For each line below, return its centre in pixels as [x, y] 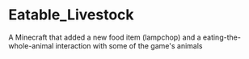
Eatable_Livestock [72, 15]
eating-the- [222, 37]
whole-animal [31, 45]
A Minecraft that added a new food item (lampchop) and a [105, 37]
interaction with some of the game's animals [129, 45]
